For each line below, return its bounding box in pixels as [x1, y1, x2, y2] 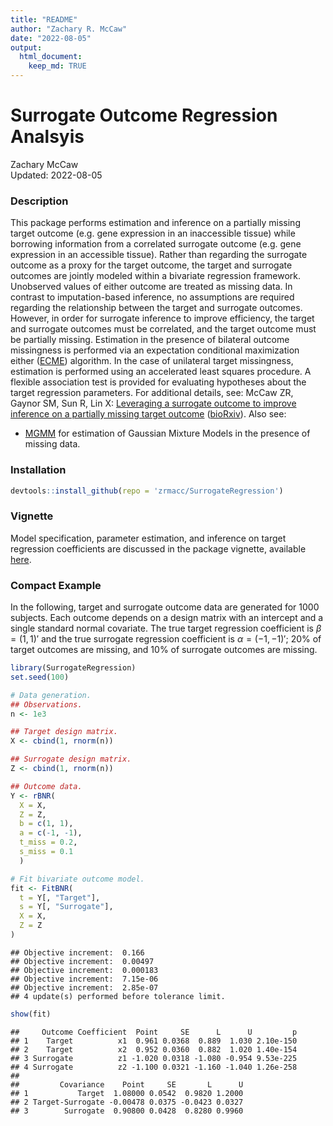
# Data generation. [10, 690, 92, 700]
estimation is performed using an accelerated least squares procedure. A [10, 366, 312, 378]
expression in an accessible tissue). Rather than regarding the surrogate [10, 249, 308, 261]
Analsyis [10, 126, 85, 148]
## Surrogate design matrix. [10, 754, 132, 765]
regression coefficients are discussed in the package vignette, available [10, 542, 307, 555]
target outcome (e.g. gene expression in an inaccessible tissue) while [10, 227, 296, 240]
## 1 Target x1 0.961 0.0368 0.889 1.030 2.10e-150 [10, 1036, 298, 1046]
